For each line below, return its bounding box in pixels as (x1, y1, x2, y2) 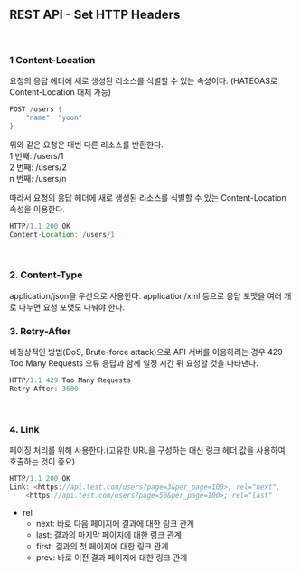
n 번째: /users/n (9, 173, 67, 183)
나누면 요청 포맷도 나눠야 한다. (18, 302, 126, 313)
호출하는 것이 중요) (9, 456, 76, 467)
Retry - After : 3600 (9, 384, 79, 393)
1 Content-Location (9, 53, 96, 66)
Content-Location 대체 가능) (9, 87, 111, 98)
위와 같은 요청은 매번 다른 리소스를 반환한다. (9, 139, 164, 150)
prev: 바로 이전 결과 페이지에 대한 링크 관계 (35, 551, 188, 563)
